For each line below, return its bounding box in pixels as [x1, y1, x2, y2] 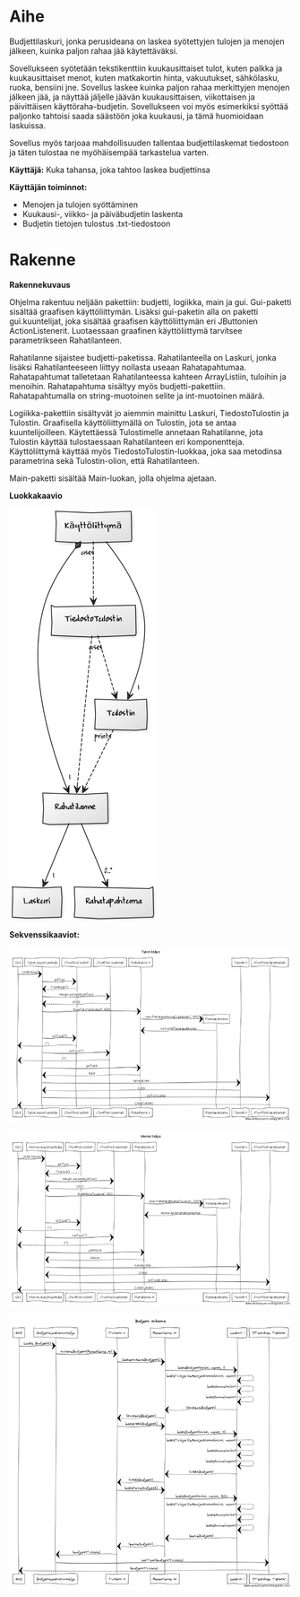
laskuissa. [9, 119, 47, 131]
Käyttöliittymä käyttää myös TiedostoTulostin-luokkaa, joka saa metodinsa [9, 446, 282, 457]
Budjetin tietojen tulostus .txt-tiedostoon [21, 218, 171, 229]
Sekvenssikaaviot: [9, 929, 81, 939]
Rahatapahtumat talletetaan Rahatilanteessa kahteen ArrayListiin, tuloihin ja [9, 371, 287, 382]
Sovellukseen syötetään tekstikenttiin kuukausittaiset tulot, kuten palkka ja [9, 63, 283, 74]
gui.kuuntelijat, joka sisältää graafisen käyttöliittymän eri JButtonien [9, 316, 258, 327]
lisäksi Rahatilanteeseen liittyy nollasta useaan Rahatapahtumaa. [9, 362, 247, 372]
